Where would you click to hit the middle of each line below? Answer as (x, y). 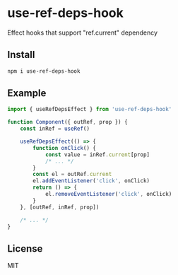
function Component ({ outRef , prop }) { (68, 122)
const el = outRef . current (72, 175)
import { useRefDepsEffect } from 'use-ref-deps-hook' (90, 110)
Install (21, 55)
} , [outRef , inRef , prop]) (60, 207)
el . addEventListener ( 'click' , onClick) (91, 181)
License (25, 248)
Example (27, 93)
